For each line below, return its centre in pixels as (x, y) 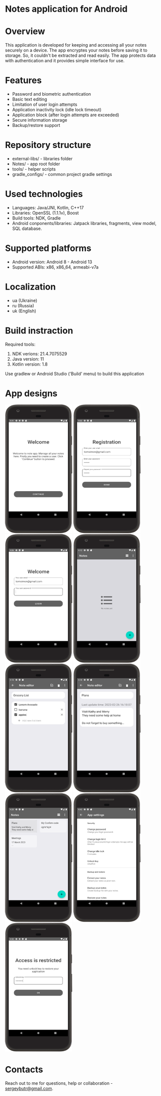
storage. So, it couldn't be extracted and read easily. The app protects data (80, 55)
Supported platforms (48, 248)
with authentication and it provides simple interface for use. (65, 61)
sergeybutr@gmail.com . (29, 1088)
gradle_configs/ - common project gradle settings (62, 174)
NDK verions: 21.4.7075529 (40, 353)
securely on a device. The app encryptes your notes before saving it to (76, 50)
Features (23, 81)
